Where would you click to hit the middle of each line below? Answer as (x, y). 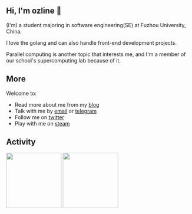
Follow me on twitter (39, 117)
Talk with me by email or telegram (56, 111)
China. (14, 31)
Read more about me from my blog (57, 104)
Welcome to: (21, 93)
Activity (21, 142)
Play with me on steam (42, 123)
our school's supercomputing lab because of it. (63, 60)
